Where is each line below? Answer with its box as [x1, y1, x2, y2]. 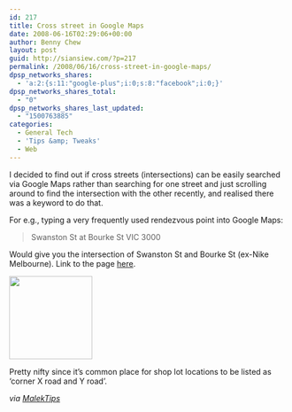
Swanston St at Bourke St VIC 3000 [30, 231, 161, 242]
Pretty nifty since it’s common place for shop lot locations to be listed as [9, 366, 272, 377]
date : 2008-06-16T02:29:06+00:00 [9, 29, 133, 38]
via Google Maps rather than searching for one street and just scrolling [9, 178, 267, 189]
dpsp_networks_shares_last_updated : [9, 104, 144, 113]
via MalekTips [9, 393, 60, 403]
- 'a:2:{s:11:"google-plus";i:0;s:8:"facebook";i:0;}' [17, 79, 224, 88]
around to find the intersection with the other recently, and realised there [9, 188, 274, 198]
